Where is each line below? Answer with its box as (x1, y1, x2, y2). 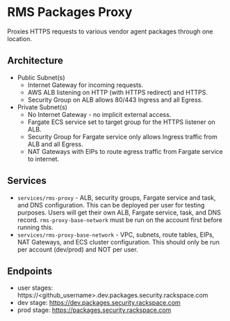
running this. (17, 223, 54, 231)
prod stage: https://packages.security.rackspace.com (17, 306, 172, 314)
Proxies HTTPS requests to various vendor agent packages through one (7, 27, 213, 36)
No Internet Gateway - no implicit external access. (27, 110, 172, 118)
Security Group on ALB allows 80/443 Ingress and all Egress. (27, 95, 203, 104)
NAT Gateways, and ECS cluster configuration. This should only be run (17, 237, 220, 246)
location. (7, 34, 33, 42)
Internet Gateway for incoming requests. (27, 81, 144, 89)
